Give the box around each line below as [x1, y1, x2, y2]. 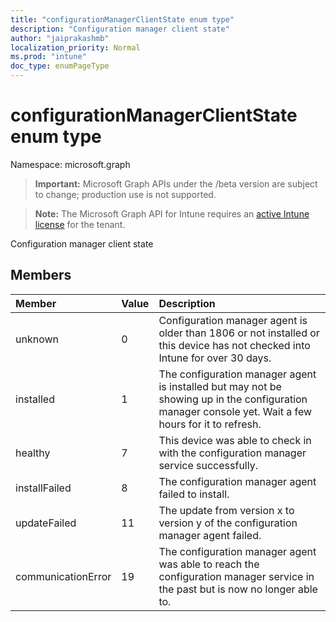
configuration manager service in [158, 569, 315, 583]
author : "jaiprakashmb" [10, 33, 110, 43]
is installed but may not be [158, 379, 282, 393]
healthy [15, 446, 51, 460]
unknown [15, 332, 59, 346]
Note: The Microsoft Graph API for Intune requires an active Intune [34, 207, 310, 220]
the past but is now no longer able [158, 582, 318, 596]
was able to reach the [158, 557, 260, 571]
